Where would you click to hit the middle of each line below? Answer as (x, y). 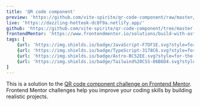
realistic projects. (27, 96)
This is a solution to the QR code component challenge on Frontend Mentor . (99, 84)
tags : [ (16, 39)
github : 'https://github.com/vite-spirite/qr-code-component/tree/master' (101, 28)
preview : (17, 17)
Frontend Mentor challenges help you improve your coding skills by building (99, 91)
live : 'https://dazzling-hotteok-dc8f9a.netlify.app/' (76, 23)
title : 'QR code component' (41, 12)
